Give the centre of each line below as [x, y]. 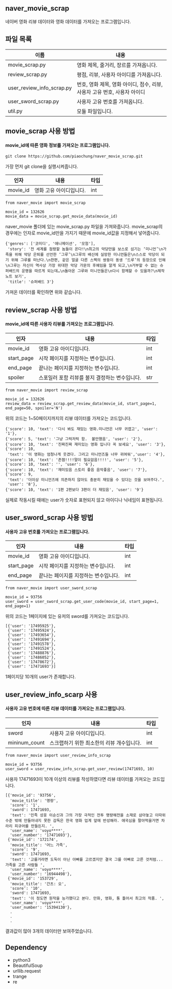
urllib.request [27, 970]
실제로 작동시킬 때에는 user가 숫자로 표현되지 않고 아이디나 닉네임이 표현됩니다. [84, 500]
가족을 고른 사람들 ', [25, 865]
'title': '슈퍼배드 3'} [31, 282]
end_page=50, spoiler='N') [34, 408]
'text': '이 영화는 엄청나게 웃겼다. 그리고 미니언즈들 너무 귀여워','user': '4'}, [86, 454]
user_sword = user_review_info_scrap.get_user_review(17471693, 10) [80, 769]
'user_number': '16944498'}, [41, 874]
